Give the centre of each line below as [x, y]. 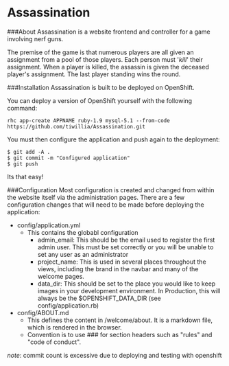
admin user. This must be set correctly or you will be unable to [125, 247]
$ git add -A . [29, 152]
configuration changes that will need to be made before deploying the [106, 205]
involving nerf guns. [35, 38]
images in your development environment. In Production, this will [129, 290]
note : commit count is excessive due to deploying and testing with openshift [114, 355]
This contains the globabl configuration [83, 232]
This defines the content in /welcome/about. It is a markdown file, [120, 320]
